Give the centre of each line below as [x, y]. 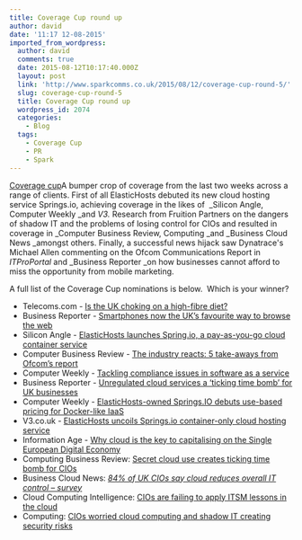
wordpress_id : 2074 [54, 110]
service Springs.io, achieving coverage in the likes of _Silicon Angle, [136, 204]
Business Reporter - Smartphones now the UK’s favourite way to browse [156, 315]
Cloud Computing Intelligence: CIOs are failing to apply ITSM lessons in [155, 497]
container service [55, 344]
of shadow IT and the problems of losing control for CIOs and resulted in [143, 223]
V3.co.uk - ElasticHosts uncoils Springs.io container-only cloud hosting [154, 420]
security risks [48, 526]
